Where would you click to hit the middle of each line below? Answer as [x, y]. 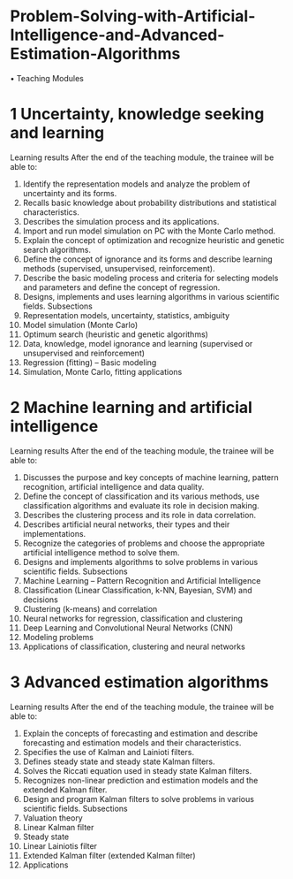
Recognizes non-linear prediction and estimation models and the [140, 780]
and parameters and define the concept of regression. [121, 287]
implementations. [54, 533]
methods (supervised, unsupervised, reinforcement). [119, 268]
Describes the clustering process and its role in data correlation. [139, 515]
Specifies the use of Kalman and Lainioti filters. [109, 752]
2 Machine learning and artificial [131, 408]
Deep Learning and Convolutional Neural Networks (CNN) [128, 627]
